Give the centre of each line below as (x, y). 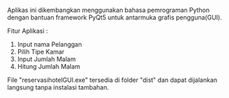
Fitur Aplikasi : (28, 31)
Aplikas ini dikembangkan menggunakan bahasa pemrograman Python (109, 10)
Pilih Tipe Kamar (41, 52)
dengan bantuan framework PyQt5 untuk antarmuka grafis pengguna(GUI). (115, 17)
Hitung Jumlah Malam (49, 66)
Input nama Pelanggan (49, 44)
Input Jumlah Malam (47, 59)
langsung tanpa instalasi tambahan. (58, 87)
